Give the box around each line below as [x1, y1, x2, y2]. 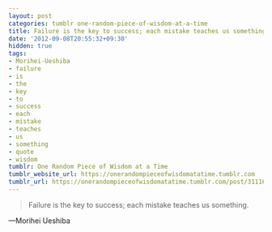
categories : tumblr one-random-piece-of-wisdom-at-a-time [8, 19, 208, 28]
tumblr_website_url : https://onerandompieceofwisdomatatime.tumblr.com [8, 170, 255, 178]
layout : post [8, 11, 53, 20]
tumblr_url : [8, 178, 49, 187]
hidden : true [8, 42, 53, 50]
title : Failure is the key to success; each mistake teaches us [8, 27, 230, 35]
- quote [8, 148, 35, 156]
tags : [8, 49, 27, 58]
